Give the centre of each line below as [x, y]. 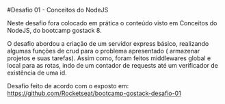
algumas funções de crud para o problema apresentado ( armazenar [104, 51]
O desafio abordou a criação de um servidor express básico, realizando [108, 43]
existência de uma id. [37, 73]
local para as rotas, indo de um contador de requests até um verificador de [113, 65]
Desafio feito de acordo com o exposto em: [68, 86]
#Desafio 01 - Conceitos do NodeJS [58, 10]
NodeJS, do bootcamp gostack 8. [54, 30]
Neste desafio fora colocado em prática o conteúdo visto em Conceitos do [112, 23]
